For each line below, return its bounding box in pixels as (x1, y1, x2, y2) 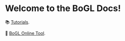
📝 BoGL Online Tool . (5, 30, 46, 36)
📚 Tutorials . (5, 19, 30, 25)
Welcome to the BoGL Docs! (5, 3, 121, 14)
